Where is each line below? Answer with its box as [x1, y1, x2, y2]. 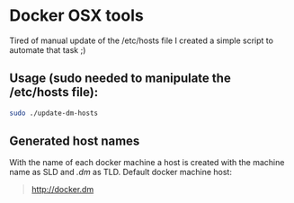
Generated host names [9, 134, 140, 149]
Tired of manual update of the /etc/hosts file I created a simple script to [9, 35, 274, 46]
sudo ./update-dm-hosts [9, 109, 99, 118]
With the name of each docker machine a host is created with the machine [9, 157, 285, 168]
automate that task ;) [9, 44, 86, 55]
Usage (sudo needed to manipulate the [9, 71, 231, 86]
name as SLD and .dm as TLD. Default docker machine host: [9, 167, 232, 178]
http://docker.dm [31, 184, 94, 195]
